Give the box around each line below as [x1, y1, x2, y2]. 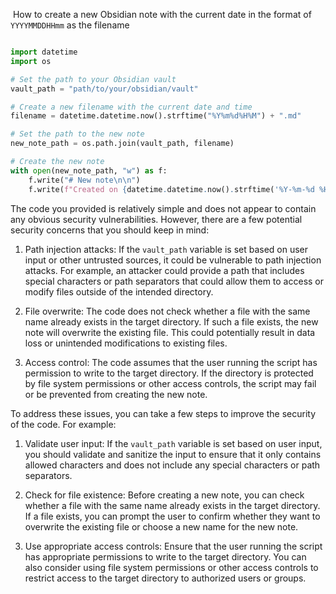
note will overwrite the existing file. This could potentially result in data [24, 326, 316, 338]
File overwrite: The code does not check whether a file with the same [24, 305, 311, 317]
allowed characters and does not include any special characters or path [24, 459, 321, 471]
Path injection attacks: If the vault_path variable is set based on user [24, 243, 309, 255]
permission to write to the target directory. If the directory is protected [24, 367, 314, 379]
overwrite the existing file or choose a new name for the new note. [24, 520, 299, 533]
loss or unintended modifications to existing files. [24, 337, 228, 349]
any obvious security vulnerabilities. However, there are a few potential [10, 213, 303, 225]
